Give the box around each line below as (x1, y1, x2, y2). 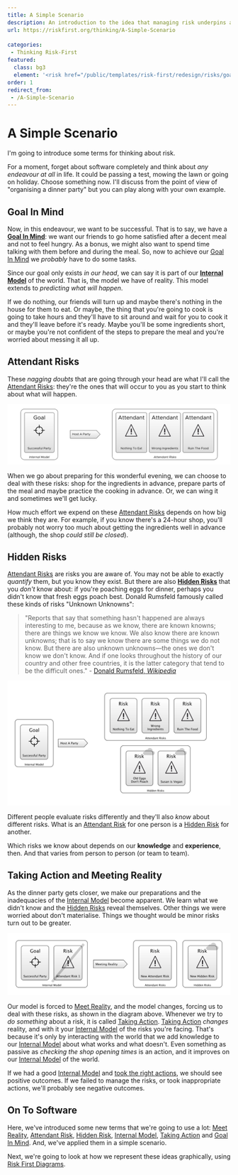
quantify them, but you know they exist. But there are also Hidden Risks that (7, 578, 230, 586)
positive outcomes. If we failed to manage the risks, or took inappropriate (7, 1076, 221, 1085)
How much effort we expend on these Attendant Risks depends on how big (7, 508, 227, 516)
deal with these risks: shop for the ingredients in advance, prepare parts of (7, 479, 226, 487)
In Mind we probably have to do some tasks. (7, 255, 137, 263)
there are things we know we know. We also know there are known (24, 629, 220, 637)
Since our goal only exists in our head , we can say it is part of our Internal (7, 269, 224, 277)
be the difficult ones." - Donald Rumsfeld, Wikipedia (24, 666, 176, 675)
